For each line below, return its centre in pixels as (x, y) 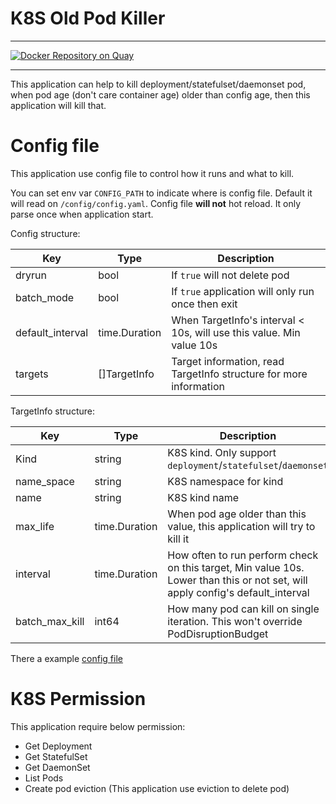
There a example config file (66, 658)
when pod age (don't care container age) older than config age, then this (160, 94)
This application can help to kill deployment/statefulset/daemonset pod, (158, 84)
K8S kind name (203, 497)
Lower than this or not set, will (237, 580)
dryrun (31, 275)
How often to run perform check (243, 555)
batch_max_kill (50, 621)
